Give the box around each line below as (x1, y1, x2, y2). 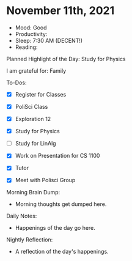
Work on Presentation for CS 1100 (15, 152, 100, 160)
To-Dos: (6, 79, 27, 86)
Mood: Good (15, 24, 47, 31)
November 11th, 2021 (6, 4, 115, 18)
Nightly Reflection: (6, 236, 53, 243)
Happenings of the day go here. (15, 224, 96, 232)
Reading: (15, 43, 38, 51)
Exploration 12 (15, 116, 51, 123)
